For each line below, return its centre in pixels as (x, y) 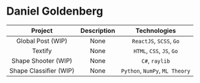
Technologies (156, 31)
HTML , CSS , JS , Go (156, 51)
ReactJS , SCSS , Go (156, 41)
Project (42, 31)
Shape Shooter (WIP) (42, 60)
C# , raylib (156, 60)
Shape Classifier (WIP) (42, 70)
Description (98, 31)
